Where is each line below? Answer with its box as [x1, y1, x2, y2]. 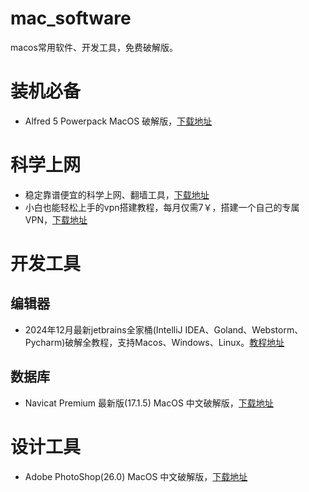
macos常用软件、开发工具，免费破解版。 [10, 41, 178, 53]
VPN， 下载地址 [24, 213, 88, 226]
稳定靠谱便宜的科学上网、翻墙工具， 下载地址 [24, 188, 210, 201]
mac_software [10, 7, 132, 30]
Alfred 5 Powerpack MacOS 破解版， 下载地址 [24, 115, 213, 127]
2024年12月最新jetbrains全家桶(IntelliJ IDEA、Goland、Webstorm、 [24, 323, 304, 336]
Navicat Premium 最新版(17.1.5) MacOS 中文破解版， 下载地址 [24, 397, 274, 409]
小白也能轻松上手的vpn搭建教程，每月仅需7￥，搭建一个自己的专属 [24, 201, 300, 213]
